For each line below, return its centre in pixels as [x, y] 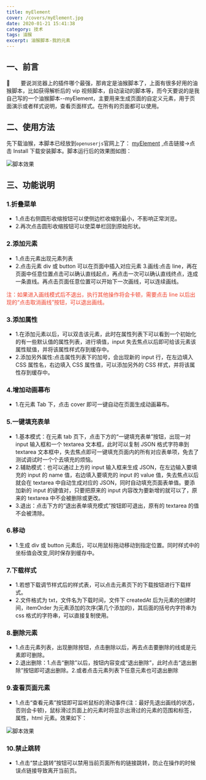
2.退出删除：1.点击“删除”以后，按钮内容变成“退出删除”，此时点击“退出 [103, 663]
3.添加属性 [22, 319]
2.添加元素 [22, 244]
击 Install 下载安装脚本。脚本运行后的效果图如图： [69, 150]
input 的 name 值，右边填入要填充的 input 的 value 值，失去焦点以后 [113, 475]
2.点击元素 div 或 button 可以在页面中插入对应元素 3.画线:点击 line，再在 [106, 266]
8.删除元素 [22, 633]
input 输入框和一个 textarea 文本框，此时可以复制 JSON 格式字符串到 [102, 444]
